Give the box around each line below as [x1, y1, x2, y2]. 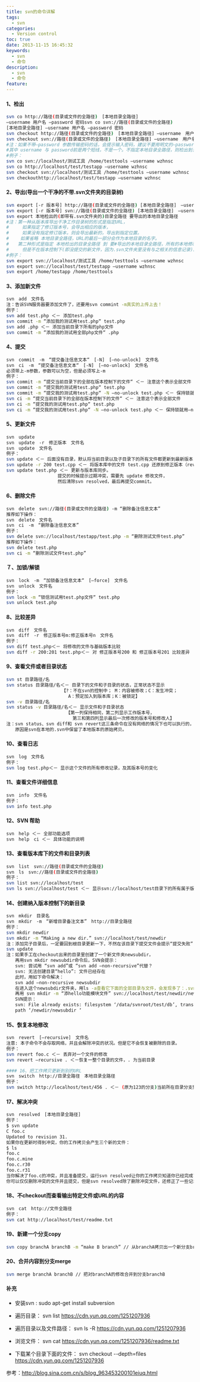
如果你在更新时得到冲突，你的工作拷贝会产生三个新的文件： [6, 1139, 130, 1145]
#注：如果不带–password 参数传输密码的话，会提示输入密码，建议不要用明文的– [6, 142, 176, 148]
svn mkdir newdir [6, 930, 49, 936]
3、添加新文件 [6, 282, 42, 290]
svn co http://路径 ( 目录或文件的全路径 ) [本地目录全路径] [6, 114, 139, 120]
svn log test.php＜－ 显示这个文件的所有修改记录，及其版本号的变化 [6, 765, 158, 771]
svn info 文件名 [6, 792, 48, 798]
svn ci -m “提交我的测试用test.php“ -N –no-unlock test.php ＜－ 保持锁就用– [6, 407, 191, 413]
